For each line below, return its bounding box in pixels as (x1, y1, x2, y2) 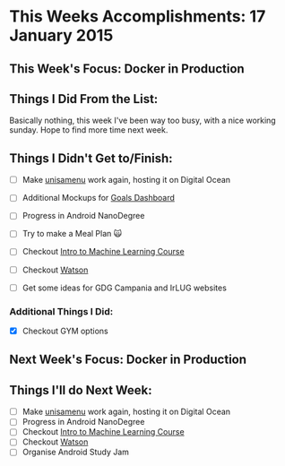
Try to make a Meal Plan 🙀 (22, 229, 123, 239)
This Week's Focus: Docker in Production (9, 61, 245, 76)
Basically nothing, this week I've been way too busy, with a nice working (9, 115, 276, 126)
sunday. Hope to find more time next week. (9, 125, 168, 135)
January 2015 (9, 25, 114, 46)
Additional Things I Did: (9, 305, 114, 317)
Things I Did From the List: (9, 91, 159, 107)
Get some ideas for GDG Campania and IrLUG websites (22, 282, 227, 293)
